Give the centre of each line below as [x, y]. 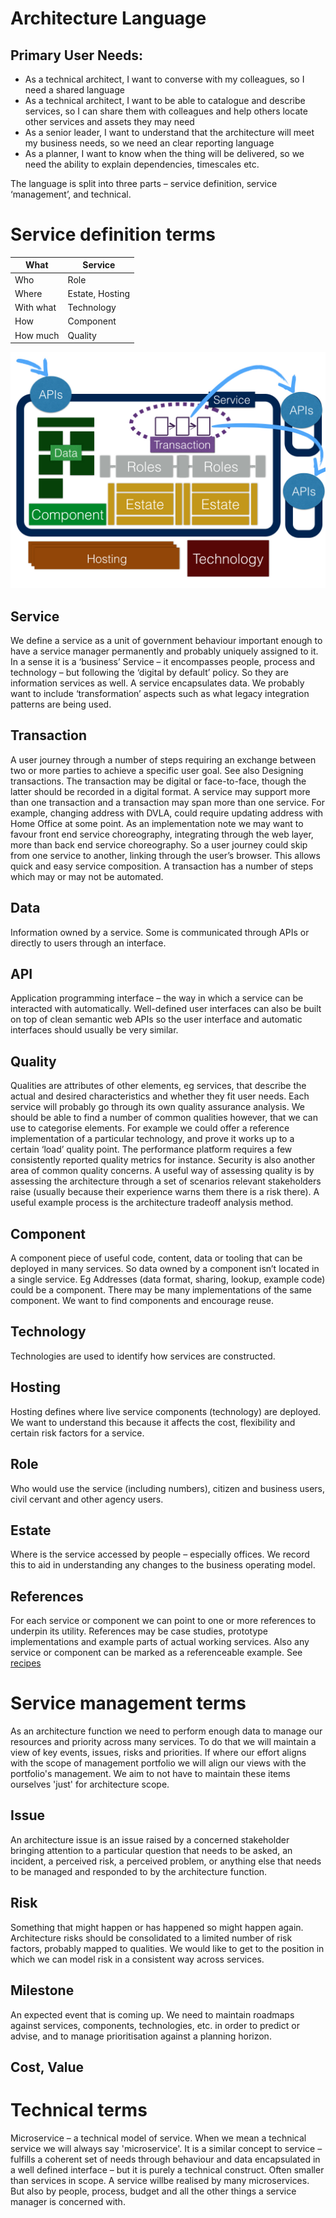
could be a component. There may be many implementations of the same [161, 1290]
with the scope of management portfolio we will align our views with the [158, 1763]
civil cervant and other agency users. [87, 1499]
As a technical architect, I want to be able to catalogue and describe [165, 100]
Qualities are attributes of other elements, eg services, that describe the [158, 1086]
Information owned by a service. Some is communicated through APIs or [160, 932]
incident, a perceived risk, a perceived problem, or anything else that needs [166, 1861]
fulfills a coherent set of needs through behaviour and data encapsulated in [165, 2159]
